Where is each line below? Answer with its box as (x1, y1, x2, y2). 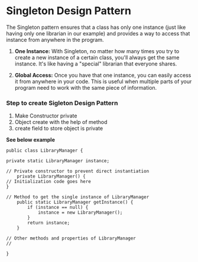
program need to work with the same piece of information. (14, 84, 157, 91)
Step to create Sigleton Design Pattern (6, 99, 118, 107)
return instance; (27, 220, 70, 226)
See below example (6, 136, 55, 143)
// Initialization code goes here (6, 179, 92, 185)
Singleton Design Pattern (6, 4, 132, 18)
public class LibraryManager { (6, 148, 83, 154)
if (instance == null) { (27, 205, 89, 211)
